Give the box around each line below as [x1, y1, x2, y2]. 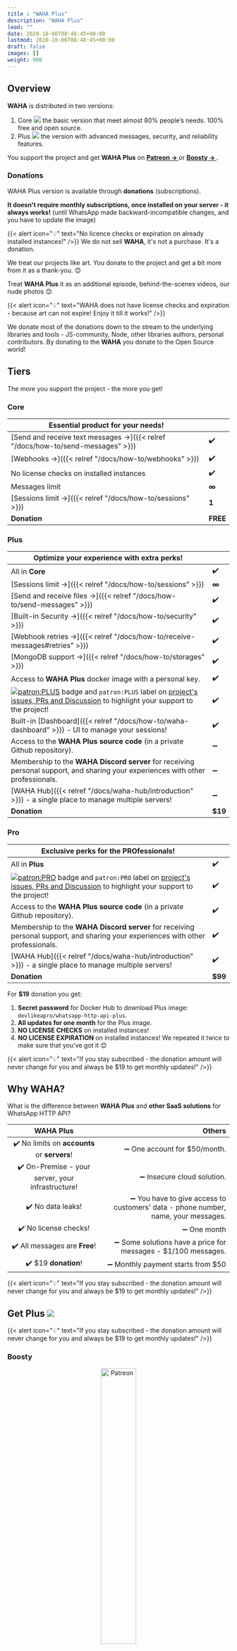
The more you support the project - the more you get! [7, 384, 164, 393]
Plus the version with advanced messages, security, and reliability [17, 132, 219, 140]
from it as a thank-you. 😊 [7, 266, 82, 274]
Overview [7, 83, 51, 95]
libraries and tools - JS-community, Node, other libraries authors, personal [7, 330, 224, 338]
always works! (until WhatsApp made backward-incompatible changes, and [7, 208, 229, 216]
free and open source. [17, 123, 83, 132]
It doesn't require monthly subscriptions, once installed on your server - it [7, 200, 229, 209]
